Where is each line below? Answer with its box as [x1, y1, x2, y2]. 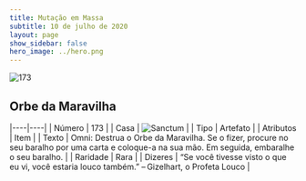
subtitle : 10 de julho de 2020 [9, 22, 128, 31]
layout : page [9, 30, 59, 39]
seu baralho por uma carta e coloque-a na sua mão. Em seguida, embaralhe [9, 142, 295, 153]
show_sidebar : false [9, 38, 88, 48]
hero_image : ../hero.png [9, 47, 104, 56]
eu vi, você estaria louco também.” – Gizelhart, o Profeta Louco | [9, 161, 250, 172]
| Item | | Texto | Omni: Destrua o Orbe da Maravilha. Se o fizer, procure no [9, 132, 289, 143]
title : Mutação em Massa [9, 13, 104, 23]
